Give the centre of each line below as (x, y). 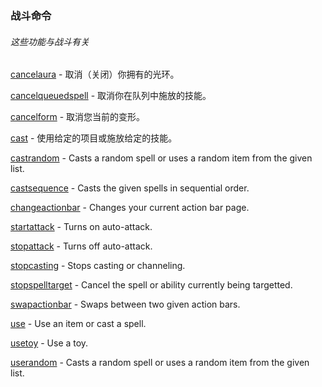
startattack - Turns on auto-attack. (81, 227)
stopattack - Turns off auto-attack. (81, 246)
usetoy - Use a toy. (49, 343)
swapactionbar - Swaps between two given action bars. (125, 304)
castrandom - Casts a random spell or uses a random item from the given (161, 158)
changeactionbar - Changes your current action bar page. (130, 208)
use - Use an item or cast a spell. (78, 324)
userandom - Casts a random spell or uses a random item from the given (160, 363)
